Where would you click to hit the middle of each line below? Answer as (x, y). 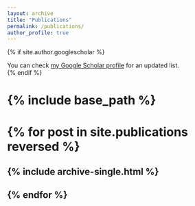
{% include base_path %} (82, 101)
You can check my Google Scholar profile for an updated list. (93, 65)
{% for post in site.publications (98, 132)
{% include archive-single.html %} (83, 172)
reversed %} (44, 147)
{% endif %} (25, 73)
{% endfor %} (37, 195)
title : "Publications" (39, 20)
